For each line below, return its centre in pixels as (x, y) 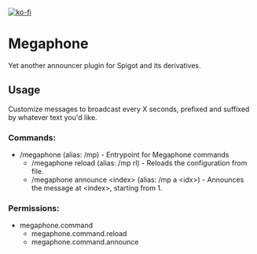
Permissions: (34, 208)
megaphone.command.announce (85, 242)
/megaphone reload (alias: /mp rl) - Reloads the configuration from (139, 163)
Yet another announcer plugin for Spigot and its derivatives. (105, 65)
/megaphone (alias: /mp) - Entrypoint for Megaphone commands (124, 155)
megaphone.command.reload (79, 234)
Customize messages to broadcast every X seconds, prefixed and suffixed (129, 109)
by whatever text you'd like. (53, 117)
